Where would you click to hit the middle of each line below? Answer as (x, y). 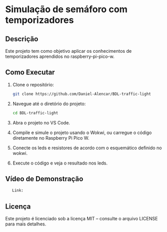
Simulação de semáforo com (67, 9)
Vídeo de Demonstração (44, 179)
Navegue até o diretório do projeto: (49, 104)
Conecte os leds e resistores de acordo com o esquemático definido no (87, 148)
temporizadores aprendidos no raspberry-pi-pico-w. (60, 56)
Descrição (22, 39)
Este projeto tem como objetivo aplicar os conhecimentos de (69, 51)
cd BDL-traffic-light (35, 113)
